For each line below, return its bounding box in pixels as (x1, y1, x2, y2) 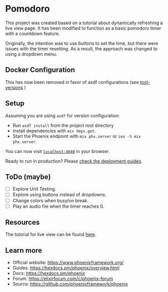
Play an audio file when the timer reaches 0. (12, 203, 105, 209)
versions (5, 84, 23, 90)
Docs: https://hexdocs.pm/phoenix (12, 270, 85, 276)
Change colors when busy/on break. (12, 198, 89, 204)
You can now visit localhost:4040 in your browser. (5, 148, 110, 154)
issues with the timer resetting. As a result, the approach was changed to (5, 45, 158, 52)
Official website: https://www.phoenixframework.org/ (12, 260, 124, 266)
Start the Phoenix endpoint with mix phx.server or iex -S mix (12, 133, 141, 139)
